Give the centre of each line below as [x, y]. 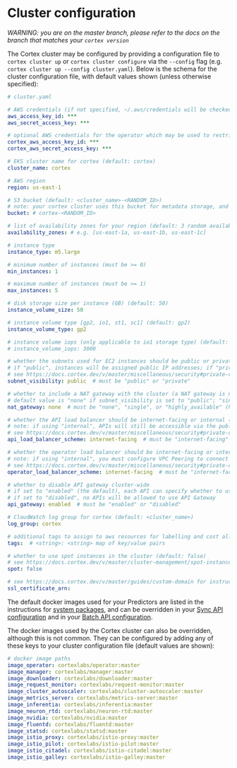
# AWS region [26, 181]
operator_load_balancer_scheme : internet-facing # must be [98, 472]
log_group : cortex [34, 524]
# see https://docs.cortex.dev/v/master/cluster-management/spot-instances [121, 563]
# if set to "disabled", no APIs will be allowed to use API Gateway [112, 498]
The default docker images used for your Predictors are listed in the [106, 602]
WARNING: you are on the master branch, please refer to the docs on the [114, 33]
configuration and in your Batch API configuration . [80, 617]
